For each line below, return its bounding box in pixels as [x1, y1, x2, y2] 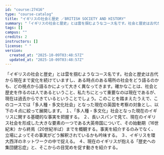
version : [5, 48, 23, 53]
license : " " [5, 44, 32, 48]
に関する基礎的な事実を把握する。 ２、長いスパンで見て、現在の [13, 114, 143, 120]
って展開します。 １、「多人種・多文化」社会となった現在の [30, 108, 149, 114]
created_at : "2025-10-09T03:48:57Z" [9, 52, 84, 58]
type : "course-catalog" [5, 12, 54, 17]
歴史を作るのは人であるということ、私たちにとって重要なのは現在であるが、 [5, 89, 159, 95]
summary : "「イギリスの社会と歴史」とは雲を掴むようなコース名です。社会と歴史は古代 [5, 21, 157, 26]
